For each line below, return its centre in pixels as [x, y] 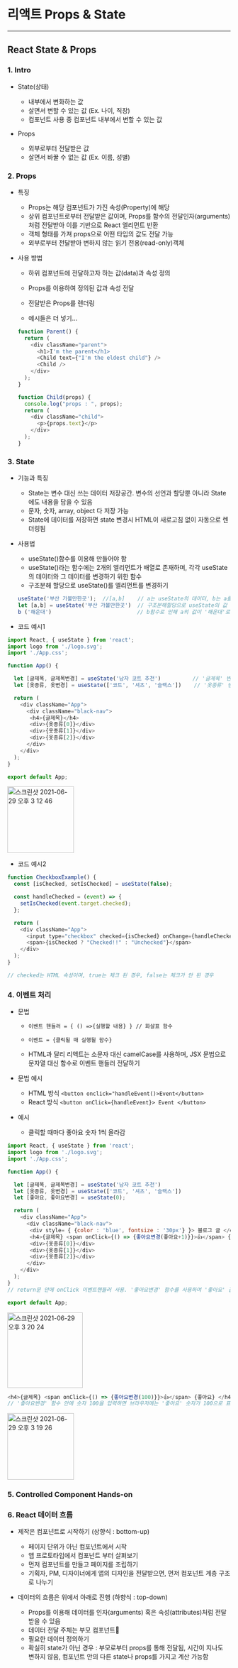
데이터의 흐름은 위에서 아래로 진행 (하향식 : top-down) [92, 1597]
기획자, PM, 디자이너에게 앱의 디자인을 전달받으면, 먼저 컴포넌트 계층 [123, 1574]
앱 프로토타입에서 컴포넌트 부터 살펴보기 [83, 1556]
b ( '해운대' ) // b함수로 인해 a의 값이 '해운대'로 [124, 612]
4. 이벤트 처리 [29, 994]
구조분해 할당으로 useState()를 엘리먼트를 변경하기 [98, 586]
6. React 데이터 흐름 [40, 1515]
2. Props [22, 176]
